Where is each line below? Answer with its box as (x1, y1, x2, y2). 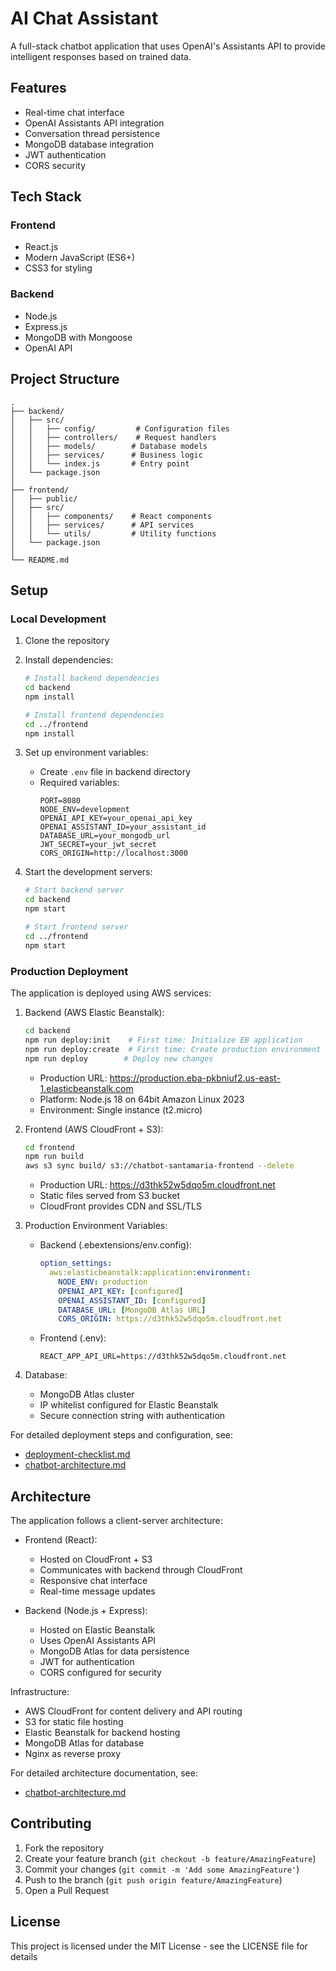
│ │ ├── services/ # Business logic (10, 450, 203, 460)
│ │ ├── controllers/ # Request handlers (10, 432, 217, 442)
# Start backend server (24, 885, 125, 896)
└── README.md (10, 555, 70, 565)
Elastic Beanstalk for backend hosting (24, 1727, 181, 1739)
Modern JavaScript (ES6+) (24, 252, 136, 264)
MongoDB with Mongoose (24, 331, 133, 343)
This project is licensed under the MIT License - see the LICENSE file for (10, 1940, 308, 1952)
